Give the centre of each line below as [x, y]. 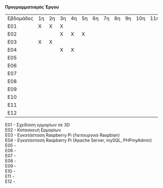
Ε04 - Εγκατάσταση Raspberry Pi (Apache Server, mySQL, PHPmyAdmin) [78, 140]
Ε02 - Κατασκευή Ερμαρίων [33, 130]
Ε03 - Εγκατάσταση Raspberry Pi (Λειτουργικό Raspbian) [63, 135]
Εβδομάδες [21, 18]
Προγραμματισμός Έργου [32, 7]
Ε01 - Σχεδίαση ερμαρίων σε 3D [38, 125]
